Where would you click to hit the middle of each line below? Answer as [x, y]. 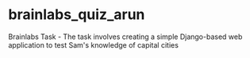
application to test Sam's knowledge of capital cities [93, 44]
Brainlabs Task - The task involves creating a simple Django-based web [125, 37]
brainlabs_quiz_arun [77, 15]
